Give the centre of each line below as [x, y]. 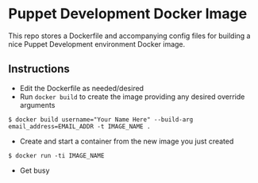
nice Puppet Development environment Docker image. [97, 44]
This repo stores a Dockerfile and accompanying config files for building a [129, 36]
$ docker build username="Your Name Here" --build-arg [101, 120]
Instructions [39, 69]
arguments [37, 105]
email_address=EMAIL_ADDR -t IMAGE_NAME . [79, 126]
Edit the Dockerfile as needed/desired [82, 88]
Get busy [35, 170]
